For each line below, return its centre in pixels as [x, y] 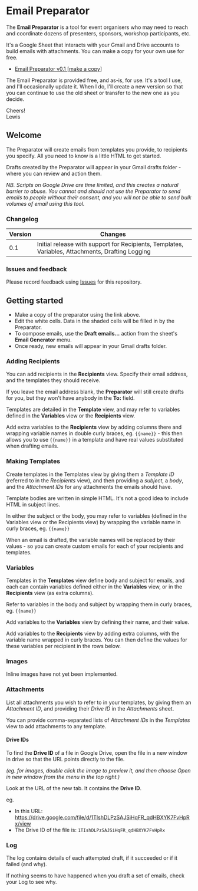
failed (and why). [27, 864]
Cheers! [16, 110]
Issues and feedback [37, 269]
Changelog [22, 219]
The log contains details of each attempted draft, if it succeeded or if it [92, 858]
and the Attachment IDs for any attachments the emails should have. [89, 486]
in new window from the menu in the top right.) [63, 777]
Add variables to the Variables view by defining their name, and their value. [98, 622]
